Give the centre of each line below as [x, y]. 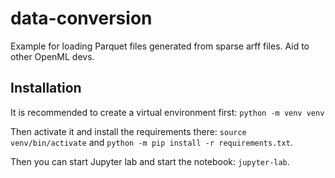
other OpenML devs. [52, 56]
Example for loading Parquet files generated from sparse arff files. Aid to [160, 46]
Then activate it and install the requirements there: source [128, 131]
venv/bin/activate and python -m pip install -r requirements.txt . [151, 142]
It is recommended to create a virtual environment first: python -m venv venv [167, 112]
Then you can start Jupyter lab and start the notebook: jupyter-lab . [150, 161]
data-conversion [81, 18]
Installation [46, 88]
